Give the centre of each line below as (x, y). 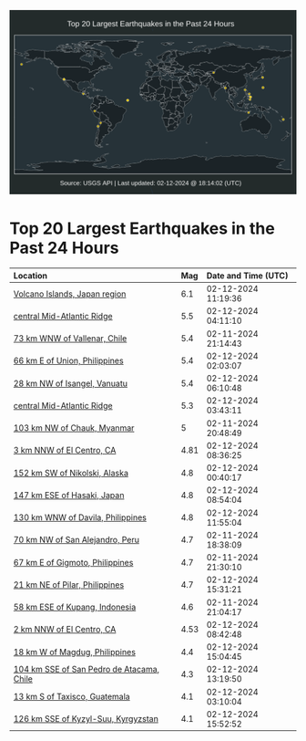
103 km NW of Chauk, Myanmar (74, 428)
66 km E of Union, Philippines (69, 360)
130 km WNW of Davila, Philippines (80, 517)
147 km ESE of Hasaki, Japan (69, 495)
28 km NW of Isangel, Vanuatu (71, 383)
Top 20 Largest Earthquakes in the (142, 228)
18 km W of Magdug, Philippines (75, 652)
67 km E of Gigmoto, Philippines (73, 562)
